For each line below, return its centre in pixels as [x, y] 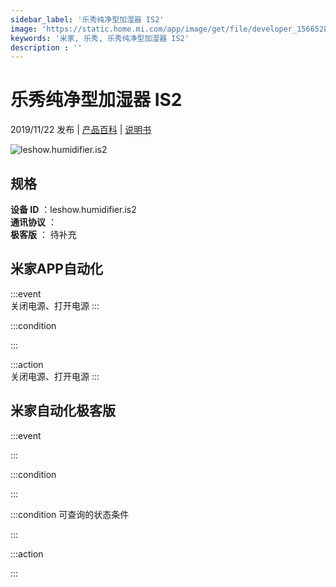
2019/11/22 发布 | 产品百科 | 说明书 [81, 130]
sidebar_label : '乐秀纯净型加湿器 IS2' [87, 19]
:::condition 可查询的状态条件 [70, 514]
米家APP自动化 [56, 269]
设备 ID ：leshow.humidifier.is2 [73, 209]
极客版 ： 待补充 [43, 234]
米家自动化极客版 [63, 411]
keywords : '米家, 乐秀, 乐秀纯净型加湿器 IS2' [100, 38]
